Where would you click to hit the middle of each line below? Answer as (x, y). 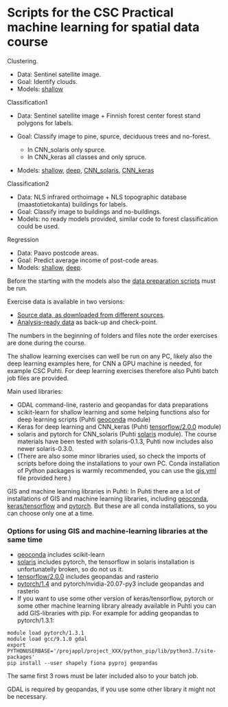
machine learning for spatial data (103, 27)
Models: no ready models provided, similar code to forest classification (117, 219)
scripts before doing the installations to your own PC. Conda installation (118, 463)
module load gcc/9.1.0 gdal (47, 639)
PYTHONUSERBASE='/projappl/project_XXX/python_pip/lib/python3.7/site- (112, 651)
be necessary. (27, 697)
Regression (23, 240)
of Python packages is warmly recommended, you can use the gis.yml (116, 470)
